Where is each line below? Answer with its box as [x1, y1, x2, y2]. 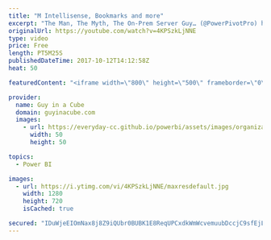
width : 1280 [23, 190, 63, 198]
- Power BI [15, 160, 52, 168]
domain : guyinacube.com [15, 108, 95, 117]
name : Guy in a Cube [15, 101, 85, 109]
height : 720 [23, 197, 63, 205]
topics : [8, 152, 35, 161]
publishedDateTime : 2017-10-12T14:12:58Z [8, 57, 150, 65]
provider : [8, 93, 42, 101]
